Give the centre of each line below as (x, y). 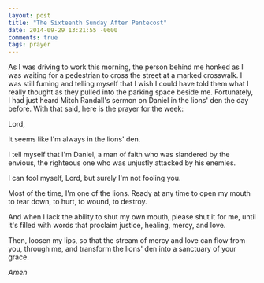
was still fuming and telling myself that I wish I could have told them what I (128, 84)
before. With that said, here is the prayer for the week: (96, 109)
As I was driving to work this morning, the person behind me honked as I (126, 67)
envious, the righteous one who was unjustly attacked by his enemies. (122, 163)
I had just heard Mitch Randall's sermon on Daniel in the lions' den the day (128, 101)
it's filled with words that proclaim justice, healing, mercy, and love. (117, 226)
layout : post (30, 15)
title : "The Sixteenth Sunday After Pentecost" (88, 23)
